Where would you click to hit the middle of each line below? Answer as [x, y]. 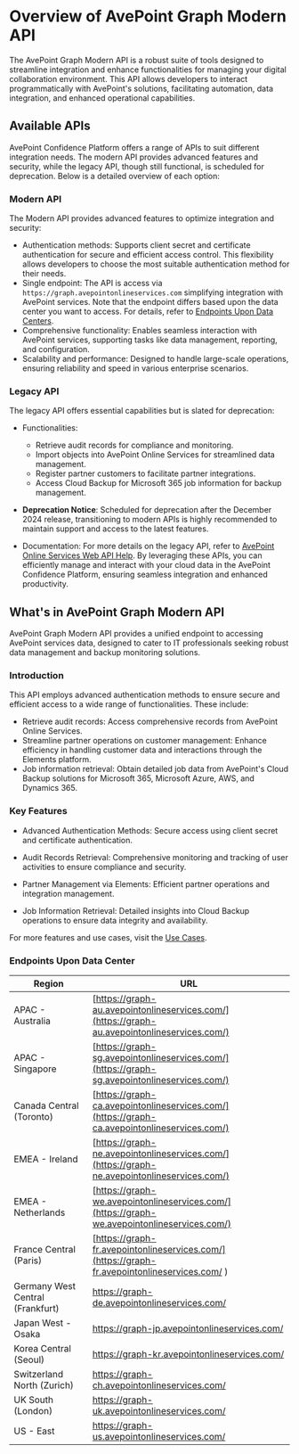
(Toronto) [33, 1117]
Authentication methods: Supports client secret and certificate [136, 245]
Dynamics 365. [50, 788]
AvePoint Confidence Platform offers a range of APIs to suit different [134, 147]
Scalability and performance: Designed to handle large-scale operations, [155, 359]
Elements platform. [57, 760]
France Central [44, 1250]
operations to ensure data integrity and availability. [115, 920]
